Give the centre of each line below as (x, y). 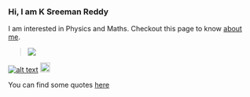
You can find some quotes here (59, 85)
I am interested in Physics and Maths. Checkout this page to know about (125, 29)
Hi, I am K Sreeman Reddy (58, 12)
